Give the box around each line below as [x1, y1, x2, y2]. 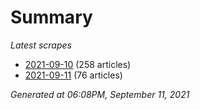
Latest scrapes [10, 39, 72, 51]
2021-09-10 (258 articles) [24, 58, 132, 70]
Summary [10, 6, 93, 29]
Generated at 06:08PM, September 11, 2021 [10, 88, 190, 100]
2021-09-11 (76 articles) [24, 69, 123, 81]
